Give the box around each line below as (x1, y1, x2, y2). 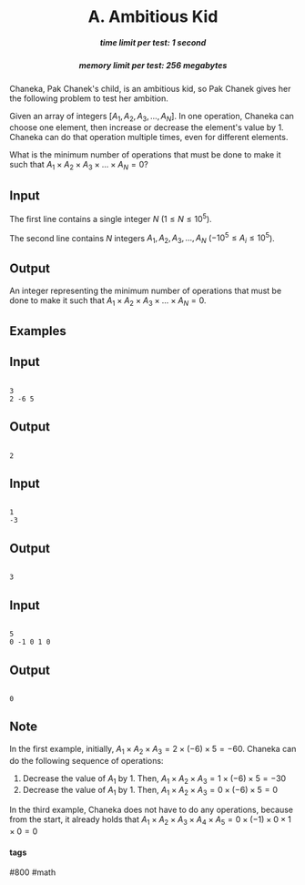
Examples (9, 323, 66, 339)
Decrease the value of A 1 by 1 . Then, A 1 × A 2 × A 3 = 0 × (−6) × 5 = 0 (22, 785, 279, 798)
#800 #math (9, 867, 56, 878)
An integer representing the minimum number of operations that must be (9, 285, 282, 296)
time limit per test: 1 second (99, 36, 207, 47)
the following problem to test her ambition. (9, 93, 168, 104)
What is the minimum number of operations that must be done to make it (9, 149, 281, 160)
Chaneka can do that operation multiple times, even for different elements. (9, 132, 289, 143)
